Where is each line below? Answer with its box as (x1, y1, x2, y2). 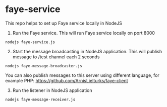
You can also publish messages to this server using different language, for (5, 72, 160, 78)
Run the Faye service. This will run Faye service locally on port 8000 (12, 30, 155, 36)
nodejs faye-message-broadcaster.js (5, 63, 82, 68)
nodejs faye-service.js (5, 39, 55, 45)
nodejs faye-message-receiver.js (5, 97, 76, 102)
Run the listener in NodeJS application (12, 87, 92, 93)
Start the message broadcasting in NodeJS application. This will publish (12, 48, 162, 54)
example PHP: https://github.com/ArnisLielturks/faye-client (5, 77, 128, 83)
